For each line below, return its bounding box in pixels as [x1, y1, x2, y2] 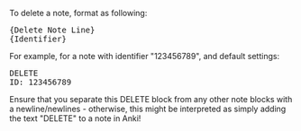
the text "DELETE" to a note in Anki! [9, 113, 141, 124]
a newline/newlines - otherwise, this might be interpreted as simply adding [9, 103, 287, 114]
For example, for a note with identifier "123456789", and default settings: [9, 51, 280, 61]
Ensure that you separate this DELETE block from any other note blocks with [9, 94, 293, 104]
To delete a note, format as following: [9, 8, 148, 18]
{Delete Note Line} [9, 25, 96, 35]
